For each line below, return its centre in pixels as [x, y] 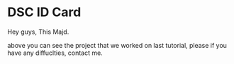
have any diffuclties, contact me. [55, 53]
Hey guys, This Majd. [38, 32]
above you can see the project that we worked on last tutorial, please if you [117, 45]
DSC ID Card [44, 12]
